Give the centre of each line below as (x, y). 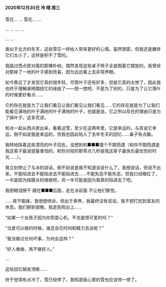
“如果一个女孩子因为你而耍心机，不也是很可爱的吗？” (59, 218)
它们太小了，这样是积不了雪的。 (38, 55)
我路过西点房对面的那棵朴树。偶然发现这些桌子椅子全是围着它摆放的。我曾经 (83, 66)
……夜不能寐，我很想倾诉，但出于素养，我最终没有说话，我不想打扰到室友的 (83, 201)
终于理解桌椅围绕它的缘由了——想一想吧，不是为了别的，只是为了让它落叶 (85, 88)
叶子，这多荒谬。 (31, 118)
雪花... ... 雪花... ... (23, 19)
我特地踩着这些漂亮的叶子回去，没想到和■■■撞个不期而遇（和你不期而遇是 (83, 145)
